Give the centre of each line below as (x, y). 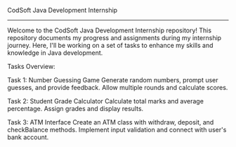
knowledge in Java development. (55, 53)
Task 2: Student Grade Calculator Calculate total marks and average (105, 101)
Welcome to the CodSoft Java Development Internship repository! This (110, 30)
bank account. (28, 137)
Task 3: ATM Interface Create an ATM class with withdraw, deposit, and (111, 122)
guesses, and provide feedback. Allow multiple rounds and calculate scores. (118, 88)
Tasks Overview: (31, 66)
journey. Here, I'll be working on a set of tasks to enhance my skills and (110, 45)
